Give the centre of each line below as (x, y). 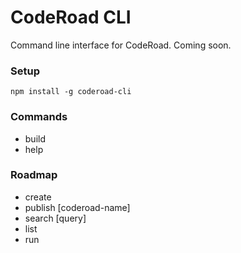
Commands (39, 117)
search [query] (55, 218)
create (38, 197)
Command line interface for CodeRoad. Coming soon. (121, 45)
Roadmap (34, 175)
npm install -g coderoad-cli (71, 92)
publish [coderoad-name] (77, 207)
